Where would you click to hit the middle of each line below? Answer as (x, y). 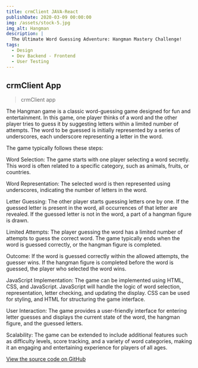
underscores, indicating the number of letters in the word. (77, 190)
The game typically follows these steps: (55, 148)
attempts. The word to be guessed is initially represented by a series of (93, 130)
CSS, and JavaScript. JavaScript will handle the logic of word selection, (94, 287)
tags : (13, 45)
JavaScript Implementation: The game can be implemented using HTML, (95, 281)
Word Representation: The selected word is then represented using (88, 184)
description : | (25, 34)
